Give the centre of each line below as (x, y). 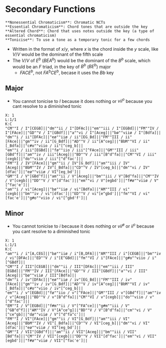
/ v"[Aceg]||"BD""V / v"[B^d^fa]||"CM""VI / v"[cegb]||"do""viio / (77, 297)
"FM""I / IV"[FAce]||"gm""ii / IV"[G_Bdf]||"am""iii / (63, 163)
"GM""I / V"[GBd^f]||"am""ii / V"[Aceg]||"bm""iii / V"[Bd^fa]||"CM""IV (82, 176)
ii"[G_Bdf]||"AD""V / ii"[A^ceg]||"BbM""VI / (93, 142)
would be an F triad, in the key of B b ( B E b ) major (61, 66)
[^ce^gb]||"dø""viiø (27, 314)
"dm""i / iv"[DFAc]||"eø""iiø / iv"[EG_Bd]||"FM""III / (64, 279)
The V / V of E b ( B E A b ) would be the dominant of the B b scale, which (81, 60)
